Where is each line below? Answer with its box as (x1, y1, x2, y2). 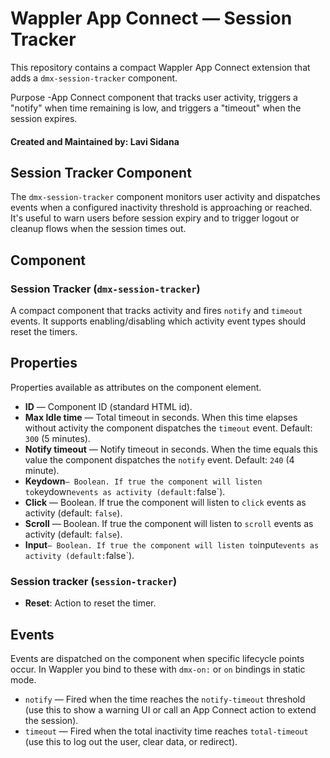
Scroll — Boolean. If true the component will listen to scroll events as (24, 517, 314, 529)
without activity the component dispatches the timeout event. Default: (24, 422, 313, 434)
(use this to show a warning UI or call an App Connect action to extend (24, 703, 317, 716)
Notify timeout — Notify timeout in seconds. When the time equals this (24, 443, 318, 455)
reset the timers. (10, 326, 78, 338)
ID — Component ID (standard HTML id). (24, 400, 193, 412)
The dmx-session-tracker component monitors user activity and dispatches (10, 191, 321, 203)
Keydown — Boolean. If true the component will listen (24, 475, 263, 487)
